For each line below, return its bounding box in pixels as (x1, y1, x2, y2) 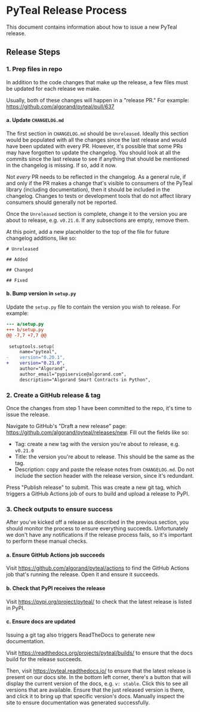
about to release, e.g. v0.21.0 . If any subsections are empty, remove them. (6, 216, 190, 224)
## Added (6, 256, 28, 262)
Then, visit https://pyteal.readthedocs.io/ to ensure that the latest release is (6, 667, 192, 674)
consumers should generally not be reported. (6, 198, 118, 206)
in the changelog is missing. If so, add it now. (6, 161, 117, 169)
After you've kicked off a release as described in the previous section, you (6, 518, 189, 526)
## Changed (6, 267, 33, 273)
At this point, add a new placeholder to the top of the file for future (6, 228, 170, 235)
